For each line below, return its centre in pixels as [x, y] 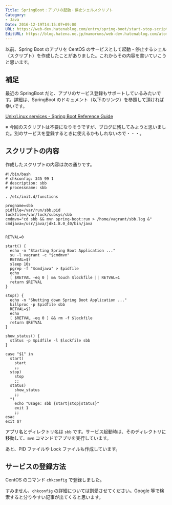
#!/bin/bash [18, 174]
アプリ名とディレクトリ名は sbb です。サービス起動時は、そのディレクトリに [86, 432]
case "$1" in [19, 354]
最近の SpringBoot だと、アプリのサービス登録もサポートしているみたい [81, 93]
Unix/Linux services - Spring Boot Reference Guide [59, 116]
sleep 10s [20, 264]
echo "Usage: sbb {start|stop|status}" [57, 403]
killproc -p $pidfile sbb [38, 304]
